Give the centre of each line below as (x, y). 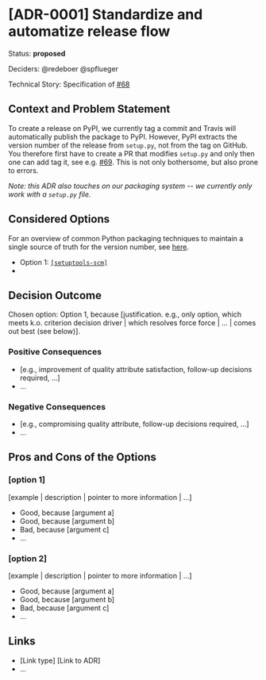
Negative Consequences (57, 406)
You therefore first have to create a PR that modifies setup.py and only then (132, 153)
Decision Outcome (55, 295)
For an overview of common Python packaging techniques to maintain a (126, 238)
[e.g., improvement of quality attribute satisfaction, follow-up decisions (136, 369)
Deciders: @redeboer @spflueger (64, 68)
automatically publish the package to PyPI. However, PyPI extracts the (123, 136)
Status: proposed (37, 53)
